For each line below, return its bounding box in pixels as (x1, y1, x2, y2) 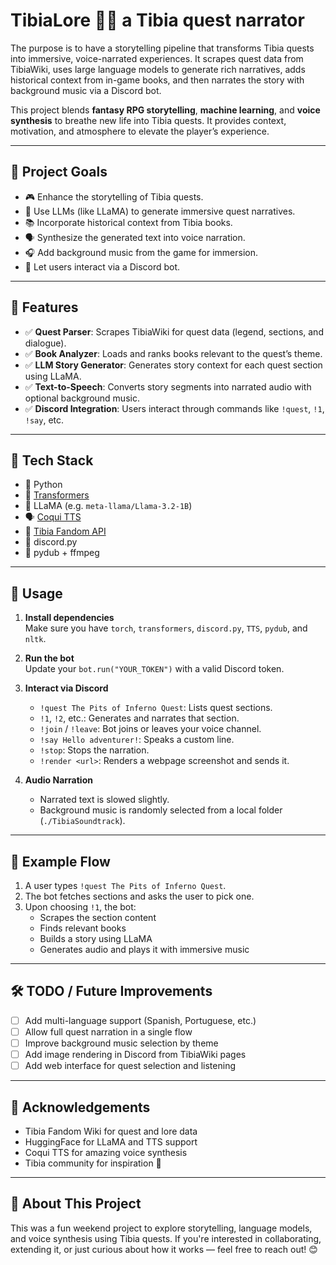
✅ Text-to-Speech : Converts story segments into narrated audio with (24, 380, 312, 393)
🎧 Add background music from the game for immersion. (24, 246, 258, 258)
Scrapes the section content (39, 912, 157, 923)
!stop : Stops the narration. (39, 744, 150, 756)
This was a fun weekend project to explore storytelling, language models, (10, 1222, 313, 1234)
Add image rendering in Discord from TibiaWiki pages (24, 1049, 247, 1060)
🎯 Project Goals (10, 164, 108, 181)
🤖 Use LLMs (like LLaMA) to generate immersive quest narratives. (24, 205, 296, 217)
